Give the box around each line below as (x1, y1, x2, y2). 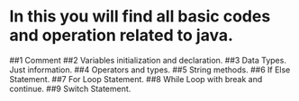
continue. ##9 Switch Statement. (9, 83, 131, 94)
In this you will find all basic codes (9, 6, 271, 27)
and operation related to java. (9, 25, 234, 46)
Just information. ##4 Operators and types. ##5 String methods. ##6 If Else (9, 64, 291, 75)
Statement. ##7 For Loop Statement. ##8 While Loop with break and (9, 73, 263, 84)
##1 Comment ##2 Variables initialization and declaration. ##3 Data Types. (9, 55, 286, 65)
